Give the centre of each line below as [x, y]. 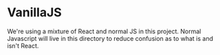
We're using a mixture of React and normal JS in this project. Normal [104, 31]
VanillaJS [34, 13]
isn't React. [23, 45]
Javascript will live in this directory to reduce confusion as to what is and [110, 38]
